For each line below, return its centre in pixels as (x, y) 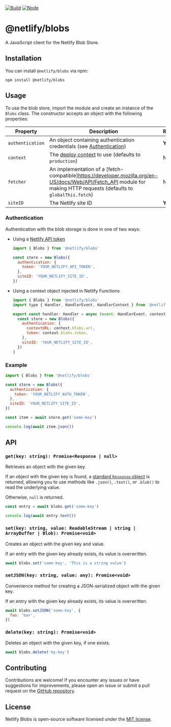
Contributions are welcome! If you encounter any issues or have (72, 680)
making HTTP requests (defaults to (91, 188)
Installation (23, 59)
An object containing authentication (92, 140)
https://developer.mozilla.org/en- (118, 176)
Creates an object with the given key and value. (55, 544)
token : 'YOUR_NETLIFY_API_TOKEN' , (59, 267)
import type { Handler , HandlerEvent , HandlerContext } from (79, 305)
